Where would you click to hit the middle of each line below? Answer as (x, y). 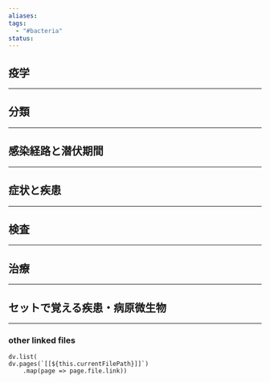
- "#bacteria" (39, 31)
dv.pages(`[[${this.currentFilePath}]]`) (79, 364)
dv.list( (23, 357)
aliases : (23, 16)
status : (21, 38)
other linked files (42, 340)
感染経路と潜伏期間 (56, 151)
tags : (17, 23)
